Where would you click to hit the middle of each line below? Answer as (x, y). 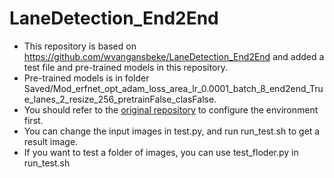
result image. (51, 141)
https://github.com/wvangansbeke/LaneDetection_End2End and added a (174, 56)
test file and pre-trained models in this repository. (126, 67)
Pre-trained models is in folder (86, 78)
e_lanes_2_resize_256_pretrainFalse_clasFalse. (120, 99)
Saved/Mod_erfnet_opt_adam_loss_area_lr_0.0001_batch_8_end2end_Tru (173, 88)
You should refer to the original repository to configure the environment (171, 109)
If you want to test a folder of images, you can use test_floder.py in (161, 152)
